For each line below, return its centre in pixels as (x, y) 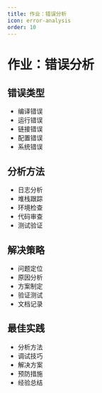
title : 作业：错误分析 (37, 14)
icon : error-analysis (39, 21)
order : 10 (22, 27)
